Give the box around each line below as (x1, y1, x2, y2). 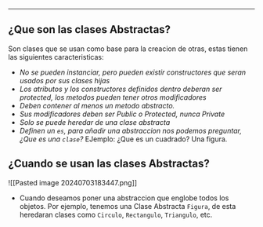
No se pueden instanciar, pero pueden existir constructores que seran (19, 68, 247, 77)
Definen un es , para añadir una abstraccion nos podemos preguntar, (19, 126, 243, 135)
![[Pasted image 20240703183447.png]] (8, 178, 138, 187)
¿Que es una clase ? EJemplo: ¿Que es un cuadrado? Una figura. (19, 134, 228, 144)
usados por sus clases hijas (19, 75, 110, 85)
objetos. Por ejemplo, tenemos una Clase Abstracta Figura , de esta (19, 201, 236, 211)
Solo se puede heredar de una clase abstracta (19, 117, 171, 126)
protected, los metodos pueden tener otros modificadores (19, 92, 207, 102)
